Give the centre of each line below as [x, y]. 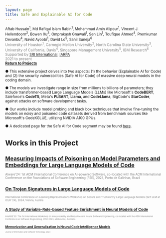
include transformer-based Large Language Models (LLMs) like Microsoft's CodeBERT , [80, 92]
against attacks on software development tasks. [46, 101]
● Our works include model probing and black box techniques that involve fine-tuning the [82, 109]
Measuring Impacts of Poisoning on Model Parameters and [83, 158]
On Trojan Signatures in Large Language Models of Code [67, 189]
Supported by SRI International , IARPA [38, 54]
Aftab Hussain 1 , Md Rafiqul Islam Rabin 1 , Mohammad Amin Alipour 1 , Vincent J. [72, 28]
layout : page [19, 10]
